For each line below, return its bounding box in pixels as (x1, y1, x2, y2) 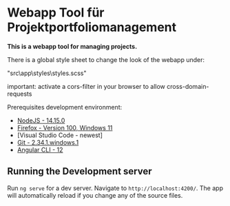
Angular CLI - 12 (17, 145, 63, 154)
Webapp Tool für (7, 5, 105, 21)
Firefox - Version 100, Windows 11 (17, 123, 113, 132)
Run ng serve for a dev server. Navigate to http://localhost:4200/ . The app (7, 184, 224, 192)
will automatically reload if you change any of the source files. (7, 191, 183, 199)
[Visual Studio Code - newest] (17, 131, 103, 139)
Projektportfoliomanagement (7, 19, 177, 35)
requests (7, 90, 32, 98)
